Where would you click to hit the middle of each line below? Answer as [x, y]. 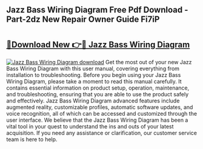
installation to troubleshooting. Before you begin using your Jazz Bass [94, 75]
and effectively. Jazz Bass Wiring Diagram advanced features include [93, 101]
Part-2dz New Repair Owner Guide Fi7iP [83, 20]
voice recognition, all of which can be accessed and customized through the [102, 114]
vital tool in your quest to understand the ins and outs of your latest [90, 126]
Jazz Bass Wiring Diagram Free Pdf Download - [97, 10]
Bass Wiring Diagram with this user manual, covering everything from [93, 68]
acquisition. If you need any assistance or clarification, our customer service [102, 133]
